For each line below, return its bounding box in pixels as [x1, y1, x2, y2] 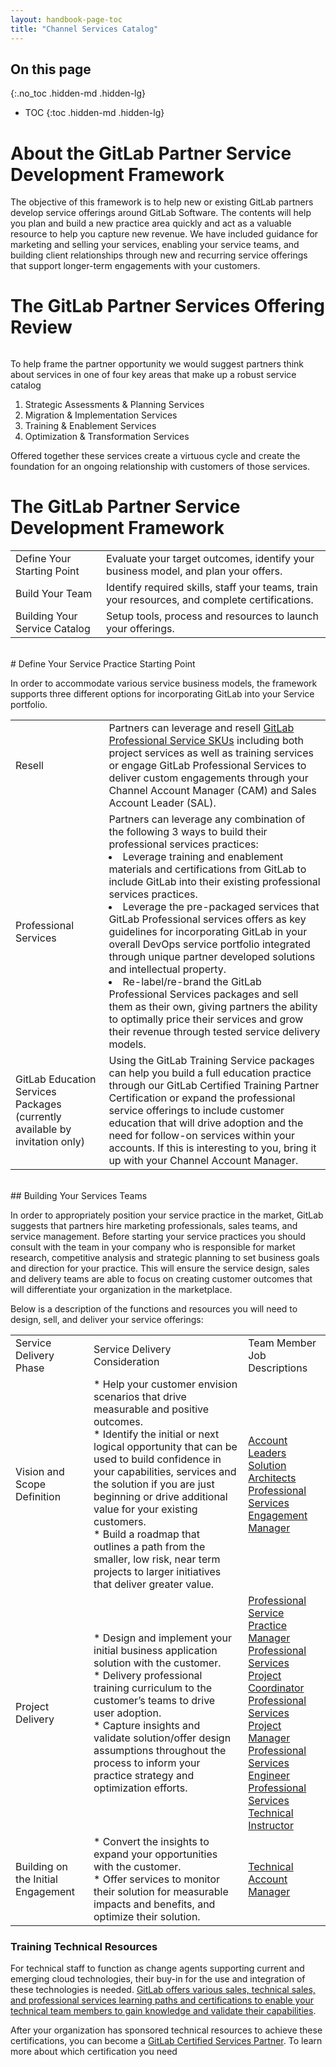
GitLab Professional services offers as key [108, 912, 307, 926]
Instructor [248, 1819, 294, 1833]
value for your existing [93, 1502, 198, 1516]
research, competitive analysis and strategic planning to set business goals [10, 1252, 320, 1264]
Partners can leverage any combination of [108, 812, 306, 826]
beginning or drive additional [93, 1490, 228, 1504]
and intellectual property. [108, 962, 227, 976]
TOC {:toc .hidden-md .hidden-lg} [24, 107, 165, 119]
